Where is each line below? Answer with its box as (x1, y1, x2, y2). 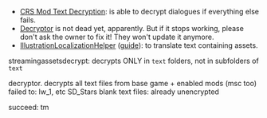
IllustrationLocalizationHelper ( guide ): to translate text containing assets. (19, 41, 258, 50)
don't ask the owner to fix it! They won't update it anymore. (19, 32, 214, 41)
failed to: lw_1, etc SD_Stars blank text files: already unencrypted (8, 87, 219, 96)
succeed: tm (8, 103, 49, 112)
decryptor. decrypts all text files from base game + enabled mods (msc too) (8, 79, 257, 88)
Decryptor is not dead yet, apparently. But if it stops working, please (19, 24, 245, 33)
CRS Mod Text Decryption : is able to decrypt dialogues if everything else (19, 7, 259, 16)
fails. (19, 15, 36, 25)
